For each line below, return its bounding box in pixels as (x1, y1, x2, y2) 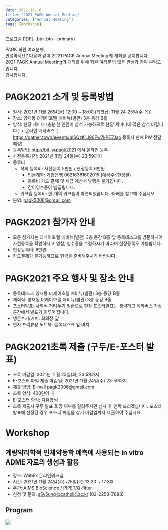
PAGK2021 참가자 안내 (5, 217, 95, 228)
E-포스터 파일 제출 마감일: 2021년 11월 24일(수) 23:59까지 (12, 378, 127, 383)
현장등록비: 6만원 (12, 247, 47, 253)
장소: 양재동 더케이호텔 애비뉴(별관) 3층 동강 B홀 (12, 115, 108, 121)
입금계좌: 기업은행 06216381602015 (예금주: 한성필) (27, 172, 131, 178)
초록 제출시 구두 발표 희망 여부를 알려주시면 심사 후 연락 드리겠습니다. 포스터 (12, 403, 162, 409)
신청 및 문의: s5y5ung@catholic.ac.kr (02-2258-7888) (12, 491, 124, 497)
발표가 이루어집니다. (30, 309, 70, 315)
